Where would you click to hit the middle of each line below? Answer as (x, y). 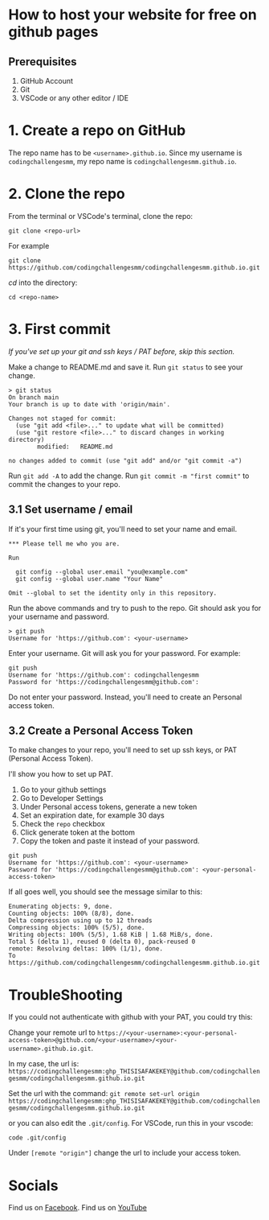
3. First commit (59, 330)
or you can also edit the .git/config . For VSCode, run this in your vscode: (131, 1123)
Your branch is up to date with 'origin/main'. (90, 404)
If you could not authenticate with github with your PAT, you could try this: (130, 1017)
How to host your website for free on (132, 15)
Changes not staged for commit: (62, 418)
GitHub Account (47, 81)
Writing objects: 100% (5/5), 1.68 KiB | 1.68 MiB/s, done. (111, 935)
